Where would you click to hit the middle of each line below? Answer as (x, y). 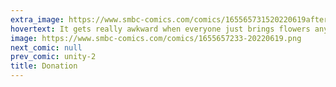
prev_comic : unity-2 (53, 57)
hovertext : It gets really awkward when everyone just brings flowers (160, 29)
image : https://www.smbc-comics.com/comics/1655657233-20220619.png (156, 38)
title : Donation (44, 66)
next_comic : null (46, 47)
